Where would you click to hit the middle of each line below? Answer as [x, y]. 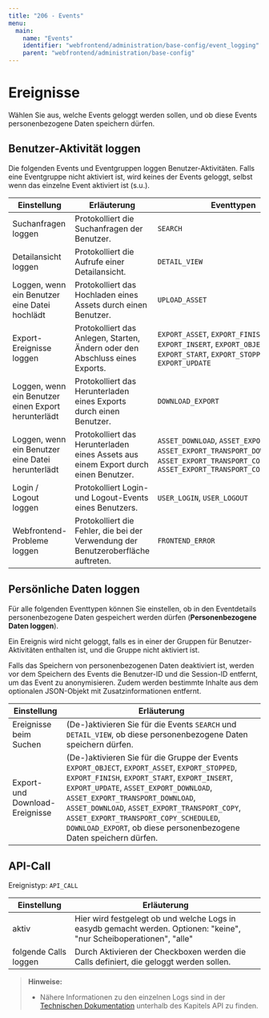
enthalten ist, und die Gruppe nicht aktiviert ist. [122, 649]
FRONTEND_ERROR [186, 540]
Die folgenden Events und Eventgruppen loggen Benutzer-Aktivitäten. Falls [131, 168]
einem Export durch [112, 464]
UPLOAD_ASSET [182, 299]
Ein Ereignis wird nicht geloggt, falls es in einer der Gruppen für [113, 641]
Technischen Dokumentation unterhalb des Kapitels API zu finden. [149, 1006]
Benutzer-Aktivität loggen [75, 149]
